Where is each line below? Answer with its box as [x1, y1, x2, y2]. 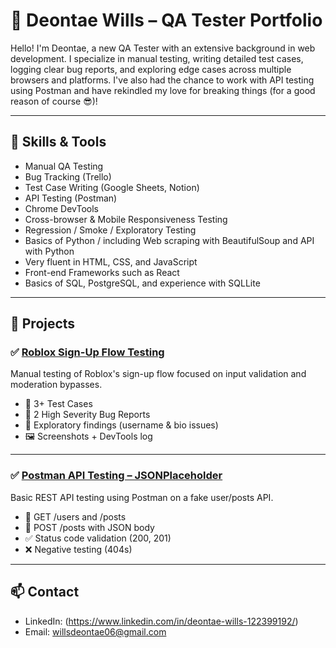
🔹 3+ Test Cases [24, 398, 93, 410]
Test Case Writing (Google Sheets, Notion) [24, 181, 200, 193]
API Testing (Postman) [24, 192, 118, 204]
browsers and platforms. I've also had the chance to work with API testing [10, 74, 315, 86]
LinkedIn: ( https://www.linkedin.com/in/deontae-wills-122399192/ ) [24, 615, 299, 627]
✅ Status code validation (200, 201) [24, 532, 172, 544]
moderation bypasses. [10, 379, 103, 391]
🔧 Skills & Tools [10, 134, 107, 151]
